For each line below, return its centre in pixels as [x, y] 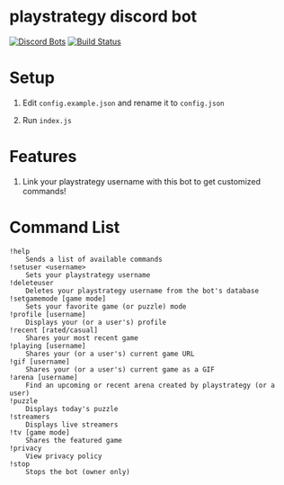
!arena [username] [44, 377]
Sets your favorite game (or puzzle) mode [106, 306]
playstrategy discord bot [103, 17]
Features [43, 157]
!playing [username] [48, 346]
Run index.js [47, 120]
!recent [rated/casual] [54, 330]
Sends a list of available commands [94, 259]
